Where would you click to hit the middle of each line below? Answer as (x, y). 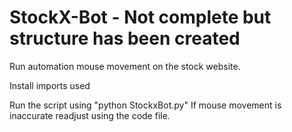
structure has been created (125, 38)
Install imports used (50, 85)
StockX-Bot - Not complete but (140, 17)
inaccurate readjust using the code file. (90, 115)
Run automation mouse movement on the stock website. (125, 66)
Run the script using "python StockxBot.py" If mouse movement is (145, 105)
